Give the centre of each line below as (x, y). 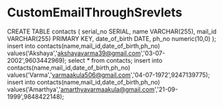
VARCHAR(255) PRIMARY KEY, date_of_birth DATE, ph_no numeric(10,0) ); (112, 38)
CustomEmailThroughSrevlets (95, 13)
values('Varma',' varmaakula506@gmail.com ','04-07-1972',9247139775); (108, 75)
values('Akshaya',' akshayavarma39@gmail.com (74, 53)
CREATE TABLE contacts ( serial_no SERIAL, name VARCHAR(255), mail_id (112, 31)
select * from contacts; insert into (115, 60)
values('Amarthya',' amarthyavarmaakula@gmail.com (81, 89)
